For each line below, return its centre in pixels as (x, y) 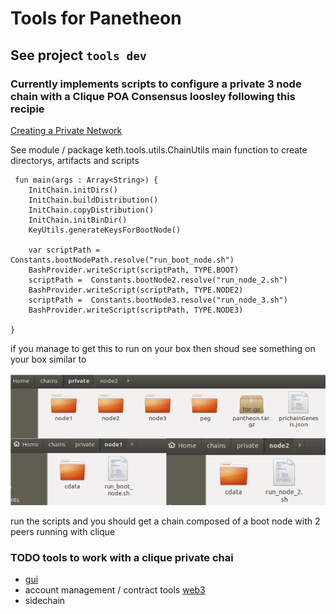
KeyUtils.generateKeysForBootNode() (105, 230)
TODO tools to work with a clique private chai (122, 557)
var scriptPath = (64, 250)
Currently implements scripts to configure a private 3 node (156, 84)
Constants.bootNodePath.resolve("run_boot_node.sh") (122, 260)
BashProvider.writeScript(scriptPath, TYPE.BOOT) (134, 270)
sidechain (45, 601)
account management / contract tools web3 (115, 590)
